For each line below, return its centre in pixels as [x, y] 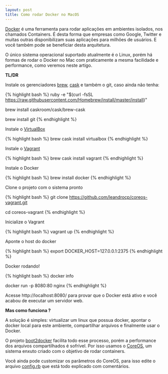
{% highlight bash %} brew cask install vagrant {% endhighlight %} [74, 158]
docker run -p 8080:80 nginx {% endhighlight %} [56, 285]
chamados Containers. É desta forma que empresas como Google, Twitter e [83, 34]
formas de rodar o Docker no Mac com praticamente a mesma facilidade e [82, 60]
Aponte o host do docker [31, 241]
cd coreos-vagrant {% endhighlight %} [45, 212]
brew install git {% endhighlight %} [41, 119]
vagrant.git [16, 202]
